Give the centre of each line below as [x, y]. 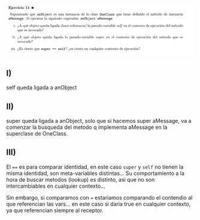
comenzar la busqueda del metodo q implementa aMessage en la [87, 127]
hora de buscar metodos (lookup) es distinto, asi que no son [81, 179]
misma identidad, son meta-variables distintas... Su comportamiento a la [95, 173]
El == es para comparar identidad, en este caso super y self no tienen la [95, 167]
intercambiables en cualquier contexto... [56, 186]
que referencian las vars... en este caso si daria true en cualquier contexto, [99, 204]
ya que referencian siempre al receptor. [55, 210]
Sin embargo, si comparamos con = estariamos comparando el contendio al [99, 197]
